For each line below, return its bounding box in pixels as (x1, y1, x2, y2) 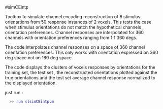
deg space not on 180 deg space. (5, 55, 73, 61)
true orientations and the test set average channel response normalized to (5, 75, 156, 80)
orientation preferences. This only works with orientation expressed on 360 (5, 49, 159, 55)
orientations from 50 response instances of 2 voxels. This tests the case (5, 19, 152, 25)
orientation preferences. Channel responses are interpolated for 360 (5, 30, 144, 35)
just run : (5, 90, 23, 95)
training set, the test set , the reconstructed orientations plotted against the (5, 70, 158, 75)
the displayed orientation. (5, 80, 57, 86)
